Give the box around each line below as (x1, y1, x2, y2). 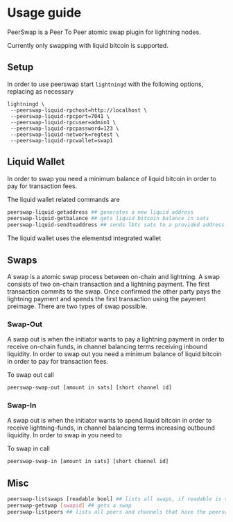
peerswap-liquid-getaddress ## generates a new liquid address (7, 208, 194, 216)
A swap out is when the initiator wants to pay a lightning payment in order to (7, 335, 225, 344)
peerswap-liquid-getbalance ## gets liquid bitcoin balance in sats (7, 215, 209, 222)
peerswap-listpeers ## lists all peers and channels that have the (7, 508, 207, 515)
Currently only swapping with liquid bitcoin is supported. (7, 41, 169, 49)
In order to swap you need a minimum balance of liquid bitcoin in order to (7, 174, 216, 183)
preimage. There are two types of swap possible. (7, 302, 148, 310)
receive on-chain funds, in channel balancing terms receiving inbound (7, 342, 208, 351)
